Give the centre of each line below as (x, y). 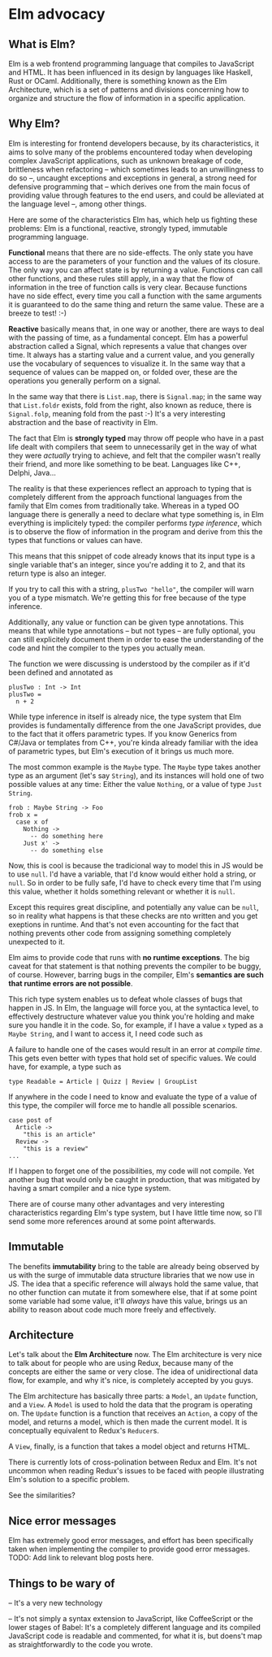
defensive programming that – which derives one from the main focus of (129, 186)
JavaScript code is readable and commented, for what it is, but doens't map (135, 1636)
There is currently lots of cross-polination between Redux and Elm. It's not (133, 1462)
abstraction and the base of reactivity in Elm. (83, 422)
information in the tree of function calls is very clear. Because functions (128, 287)
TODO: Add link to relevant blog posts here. (81, 1558)
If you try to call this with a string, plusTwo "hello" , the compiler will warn (131, 589)
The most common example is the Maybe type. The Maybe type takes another (135, 767)
